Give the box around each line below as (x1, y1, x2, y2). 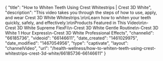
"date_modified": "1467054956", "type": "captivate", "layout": (5, 40, 128, 46)
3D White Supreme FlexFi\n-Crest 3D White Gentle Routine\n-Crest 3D (17, 25, 159, 31)
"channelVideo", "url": (5, 46, 50, 51)
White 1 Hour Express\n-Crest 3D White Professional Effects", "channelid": (5, 30, 154, 36)
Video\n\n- (127, 20, 149, 25)
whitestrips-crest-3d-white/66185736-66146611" (5, 50, 103, 56)
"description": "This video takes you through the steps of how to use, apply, (5, 10, 157, 15)
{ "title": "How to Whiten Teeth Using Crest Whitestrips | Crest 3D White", (5, 5, 152, 10)
